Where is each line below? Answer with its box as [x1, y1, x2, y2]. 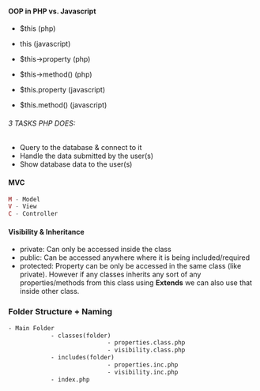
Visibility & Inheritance [8, 227, 85, 236]
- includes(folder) [50, 354, 115, 362]
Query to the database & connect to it [19, 143, 142, 152]
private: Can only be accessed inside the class [19, 245, 171, 254]
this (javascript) [19, 39, 71, 49]
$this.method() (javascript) [19, 100, 107, 110]
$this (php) [19, 24, 56, 33]
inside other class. [19, 287, 80, 296]
